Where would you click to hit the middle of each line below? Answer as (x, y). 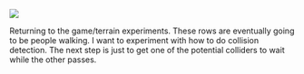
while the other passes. (53, 60)
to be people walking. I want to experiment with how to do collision (134, 40)
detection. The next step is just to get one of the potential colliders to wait (147, 50)
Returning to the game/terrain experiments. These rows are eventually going (152, 31)
